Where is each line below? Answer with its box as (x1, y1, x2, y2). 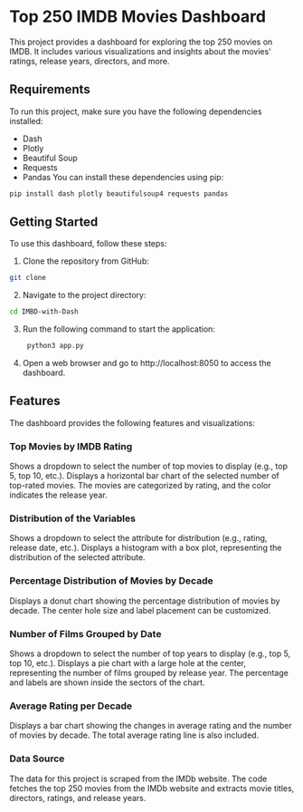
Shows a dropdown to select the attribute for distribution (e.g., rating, (9, 533, 268, 544)
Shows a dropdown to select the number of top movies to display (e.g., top (9, 460, 288, 472)
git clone (9, 274, 47, 283)
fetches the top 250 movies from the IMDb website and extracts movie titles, (9, 782, 295, 794)
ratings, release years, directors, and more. (9, 55, 170, 66)
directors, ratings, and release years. (9, 792, 147, 803)
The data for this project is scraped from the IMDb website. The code (9, 773, 268, 784)
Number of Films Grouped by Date (9, 627, 162, 640)
